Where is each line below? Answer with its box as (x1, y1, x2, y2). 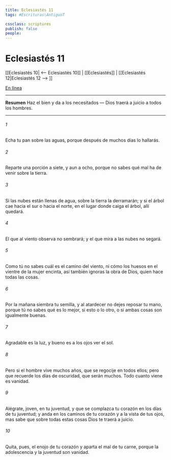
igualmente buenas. (5, 312, 47, 318)
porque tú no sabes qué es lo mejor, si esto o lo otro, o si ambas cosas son (5, 307, 162, 313)
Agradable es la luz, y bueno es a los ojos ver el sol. (5, 340, 114, 346)
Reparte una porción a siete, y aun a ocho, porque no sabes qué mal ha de (5, 165, 162, 171)
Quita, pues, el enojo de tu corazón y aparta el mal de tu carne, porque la (5, 444, 159, 450)
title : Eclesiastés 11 (5, 7, 53, 13)
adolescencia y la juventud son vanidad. (5, 449, 90, 455)
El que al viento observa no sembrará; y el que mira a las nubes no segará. (5, 235, 162, 242)
